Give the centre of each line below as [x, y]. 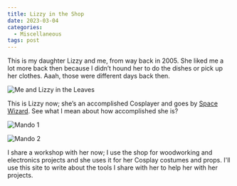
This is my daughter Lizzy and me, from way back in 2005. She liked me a [116, 61]
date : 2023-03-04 [33, 21]
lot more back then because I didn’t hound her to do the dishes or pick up [115, 68]
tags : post [23, 41]
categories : [25, 27]
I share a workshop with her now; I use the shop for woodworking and [110, 153]
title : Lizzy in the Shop [46, 14]
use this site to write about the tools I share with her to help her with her [113, 167]
